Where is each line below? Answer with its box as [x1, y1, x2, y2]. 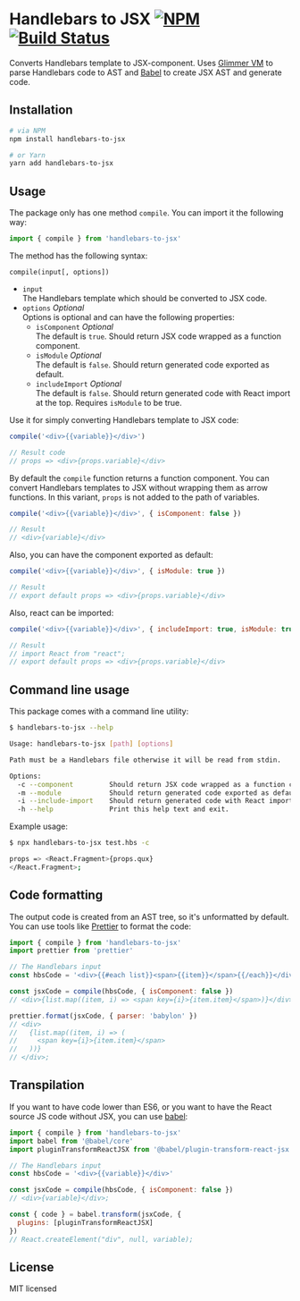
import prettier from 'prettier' [9, 946, 134, 956]
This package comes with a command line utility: [9, 706, 189, 717]
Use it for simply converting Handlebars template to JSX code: [9, 414, 239, 425]
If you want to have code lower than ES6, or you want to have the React [9, 1101, 272, 1112]
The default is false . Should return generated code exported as [35, 359, 270, 370]
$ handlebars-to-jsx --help [9, 723, 114, 732]
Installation [9, 103, 73, 118]
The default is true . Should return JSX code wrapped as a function [35, 331, 282, 342]
